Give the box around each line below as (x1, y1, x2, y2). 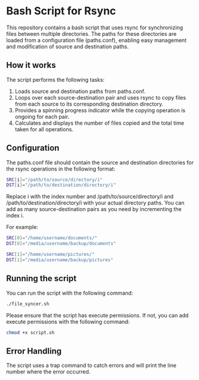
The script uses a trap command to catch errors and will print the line (6, 362, 177, 369)
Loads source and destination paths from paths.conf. (14, 88, 146, 95)
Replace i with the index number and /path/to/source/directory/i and (6, 193, 174, 200)
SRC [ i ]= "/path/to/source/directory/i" (6, 177, 103, 183)
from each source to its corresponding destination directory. (14, 100, 164, 107)
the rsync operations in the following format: (6, 165, 115, 172)
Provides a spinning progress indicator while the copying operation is (14, 106, 186, 114)
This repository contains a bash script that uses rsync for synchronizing (6, 24, 183, 31)
